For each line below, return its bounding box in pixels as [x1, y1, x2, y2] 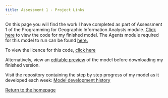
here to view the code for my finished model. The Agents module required [5, 32, 159, 38]
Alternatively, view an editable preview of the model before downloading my [5, 56, 163, 63]
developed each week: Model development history [5, 77, 110, 83]
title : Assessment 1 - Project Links [5, 7, 85, 13]
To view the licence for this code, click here [5, 47, 96, 53]
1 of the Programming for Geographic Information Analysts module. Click [5, 26, 156, 33]
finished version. [5, 62, 40, 68]
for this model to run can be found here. [5, 37, 88, 43]
